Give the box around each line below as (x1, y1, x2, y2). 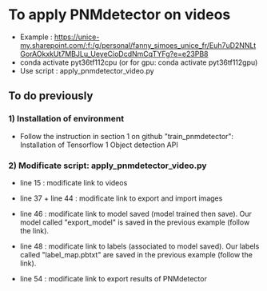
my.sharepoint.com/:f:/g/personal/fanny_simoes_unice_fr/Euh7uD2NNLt (19, 40, 257, 50)
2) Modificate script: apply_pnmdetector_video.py (8, 160, 207, 171)
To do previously (8, 90, 94, 103)
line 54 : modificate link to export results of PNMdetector (19, 273, 208, 283)
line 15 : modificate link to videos (19, 177, 128, 187)
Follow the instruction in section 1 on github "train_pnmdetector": (19, 131, 234, 141)
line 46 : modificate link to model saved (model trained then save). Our (19, 209, 252, 218)
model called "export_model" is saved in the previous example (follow (19, 217, 250, 227)
